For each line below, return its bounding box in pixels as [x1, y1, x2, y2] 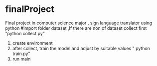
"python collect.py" [5, 30, 45, 36]
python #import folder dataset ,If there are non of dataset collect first [5, 25, 147, 31]
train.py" [12, 51, 30, 57]
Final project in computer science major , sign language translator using [5, 20, 153, 26]
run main [12, 56, 31, 62]
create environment [12, 40, 53, 46]
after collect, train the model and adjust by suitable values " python [12, 45, 151, 51]
